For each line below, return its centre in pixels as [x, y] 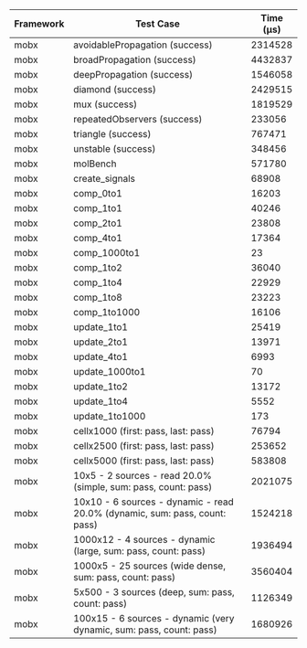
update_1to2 [100, 386]
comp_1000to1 [106, 253]
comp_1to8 [98, 297]
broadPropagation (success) [134, 60]
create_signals [104, 179]
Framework [39, 24]
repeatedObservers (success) [138, 119]
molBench [95, 164]
